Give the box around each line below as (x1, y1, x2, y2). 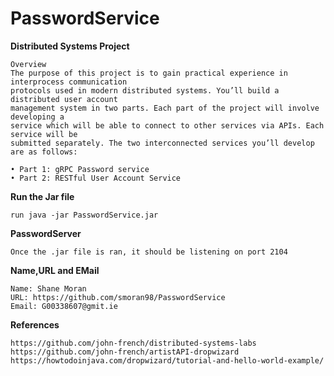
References (10, 318, 60, 331)
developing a (10, 112, 65, 122)
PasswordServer (10, 227, 82, 239)
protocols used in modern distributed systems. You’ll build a (10, 85, 280, 96)
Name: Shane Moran (10, 283, 87, 294)
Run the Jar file (10, 190, 75, 202)
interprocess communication (10, 77, 128, 87)
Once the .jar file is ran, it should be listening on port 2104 (10, 247, 288, 257)
